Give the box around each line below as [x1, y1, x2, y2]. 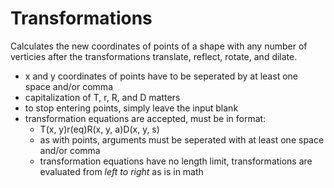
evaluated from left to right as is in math [39, 165, 204, 177]
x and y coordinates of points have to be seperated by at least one [24, 70, 298, 82]
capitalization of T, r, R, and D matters [24, 91, 181, 103]
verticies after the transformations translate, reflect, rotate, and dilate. [10, 50, 298, 62]
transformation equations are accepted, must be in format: [24, 112, 267, 124]
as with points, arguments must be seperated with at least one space [39, 133, 325, 146]
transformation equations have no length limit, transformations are [39, 155, 313, 167]
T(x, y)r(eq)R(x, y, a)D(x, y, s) [39, 123, 160, 135]
